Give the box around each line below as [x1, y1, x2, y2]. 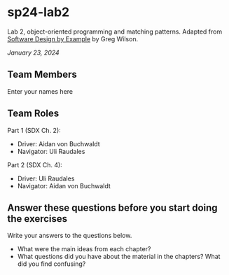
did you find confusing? [17, 260, 86, 268]
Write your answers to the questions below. [7, 232, 132, 240]
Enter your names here [7, 87, 74, 95]
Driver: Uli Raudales [17, 174, 75, 183]
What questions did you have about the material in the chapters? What [17, 253, 221, 261]
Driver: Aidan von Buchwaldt [17, 139, 100, 148]
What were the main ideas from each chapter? [17, 245, 151, 253]
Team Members [7, 69, 77, 80]
